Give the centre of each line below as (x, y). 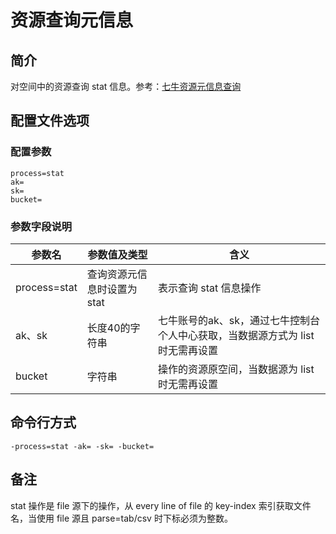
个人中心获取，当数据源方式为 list (236, 335)
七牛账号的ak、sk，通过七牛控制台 (239, 320)
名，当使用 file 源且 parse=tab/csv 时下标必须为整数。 (121, 518)
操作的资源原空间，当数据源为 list (236, 369)
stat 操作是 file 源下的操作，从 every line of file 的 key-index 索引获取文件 (161, 505)
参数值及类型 (117, 254)
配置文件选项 (50, 121)
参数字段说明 (41, 226)
